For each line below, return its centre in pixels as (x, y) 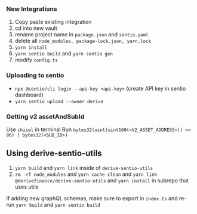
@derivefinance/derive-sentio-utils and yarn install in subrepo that (102, 180)
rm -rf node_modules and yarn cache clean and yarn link (86, 174)
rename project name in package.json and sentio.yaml (81, 35)
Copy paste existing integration (53, 22)
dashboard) (29, 95)
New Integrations (32, 9)
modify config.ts (36, 60)
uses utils (27, 187)
